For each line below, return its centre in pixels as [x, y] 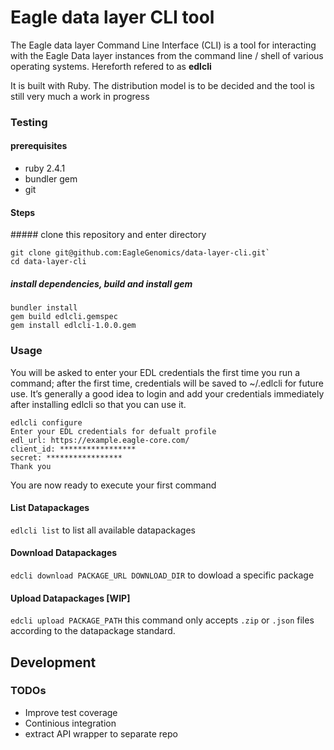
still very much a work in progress [80, 96]
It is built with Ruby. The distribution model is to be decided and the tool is [162, 85]
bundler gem [51, 179]
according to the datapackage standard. [93, 631]
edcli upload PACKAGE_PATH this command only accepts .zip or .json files [162, 620]
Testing [29, 122]
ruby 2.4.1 [45, 168]
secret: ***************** [66, 457]
